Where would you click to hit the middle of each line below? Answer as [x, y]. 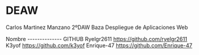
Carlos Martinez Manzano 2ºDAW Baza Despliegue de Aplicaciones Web [97, 27]
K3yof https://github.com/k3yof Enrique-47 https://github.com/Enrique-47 [99, 45]
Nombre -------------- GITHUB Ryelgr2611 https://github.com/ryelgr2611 [96, 39]
